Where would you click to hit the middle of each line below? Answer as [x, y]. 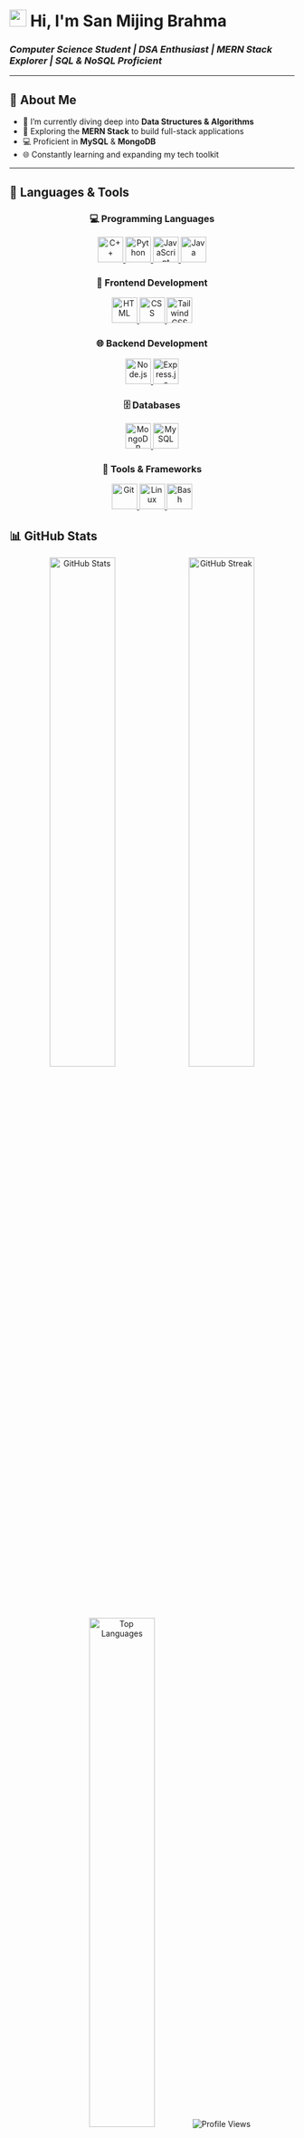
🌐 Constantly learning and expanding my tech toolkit [121, 155]
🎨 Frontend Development [152, 283]
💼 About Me [43, 100]
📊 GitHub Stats [53, 536]
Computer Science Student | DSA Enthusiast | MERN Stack [141, 50]
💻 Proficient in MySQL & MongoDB [89, 141]
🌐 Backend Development [152, 343]
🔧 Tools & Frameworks [152, 469]
